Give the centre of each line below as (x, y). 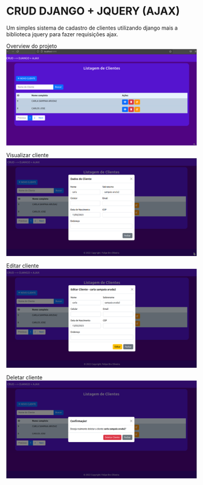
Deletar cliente (24, 377)
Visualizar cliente (27, 155)
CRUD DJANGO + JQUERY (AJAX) (93, 11)
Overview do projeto (32, 46)
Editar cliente (23, 266)
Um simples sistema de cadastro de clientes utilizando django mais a (92, 28)
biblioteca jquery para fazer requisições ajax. (63, 34)
